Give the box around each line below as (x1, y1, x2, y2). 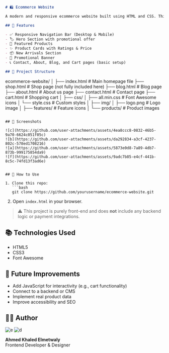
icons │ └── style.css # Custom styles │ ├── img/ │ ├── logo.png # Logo (5, 100, 161, 106)
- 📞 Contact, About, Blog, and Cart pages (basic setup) (5, 60, 126, 65)
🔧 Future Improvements (5, 270, 80, 278)
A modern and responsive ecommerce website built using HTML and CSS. (5, 14, 156, 19)
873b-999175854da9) (5, 150, 46, 155)
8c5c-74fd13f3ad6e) (5, 158, 46, 163)
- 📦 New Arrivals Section (5, 51, 61, 56)
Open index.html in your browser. (12, 198, 83, 204)
